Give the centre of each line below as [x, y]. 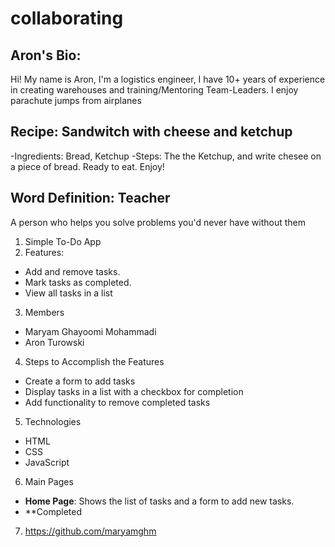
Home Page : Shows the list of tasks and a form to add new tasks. [159, 501]
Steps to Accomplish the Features [94, 361]
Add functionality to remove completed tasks [117, 402]
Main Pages [49, 481]
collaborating [67, 18]
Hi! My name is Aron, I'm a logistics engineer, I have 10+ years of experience [168, 79]
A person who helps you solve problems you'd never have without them [158, 222]
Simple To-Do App [63, 241]
